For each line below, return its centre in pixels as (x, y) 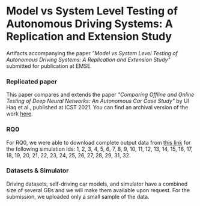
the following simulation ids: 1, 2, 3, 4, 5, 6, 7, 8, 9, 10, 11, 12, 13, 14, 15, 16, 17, (100, 149)
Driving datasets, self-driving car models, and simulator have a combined (97, 184)
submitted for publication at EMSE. (49, 66)
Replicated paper (32, 81)
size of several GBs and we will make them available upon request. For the (98, 190)
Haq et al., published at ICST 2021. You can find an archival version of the (97, 108)
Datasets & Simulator (38, 171)
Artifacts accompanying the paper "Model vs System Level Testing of (92, 53)
